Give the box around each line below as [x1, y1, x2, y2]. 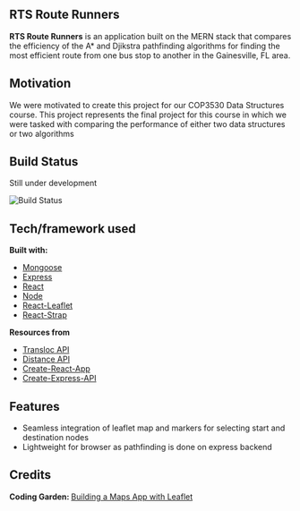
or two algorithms [9, 128, 74, 139]
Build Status [9, 154, 79, 169]
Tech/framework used [9, 221, 136, 236]
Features [9, 398, 60, 414]
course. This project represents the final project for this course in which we [9, 109, 287, 120]
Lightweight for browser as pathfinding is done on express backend [21, 442, 273, 453]
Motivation [9, 76, 72, 91]
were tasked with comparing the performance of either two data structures [9, 118, 286, 129]
